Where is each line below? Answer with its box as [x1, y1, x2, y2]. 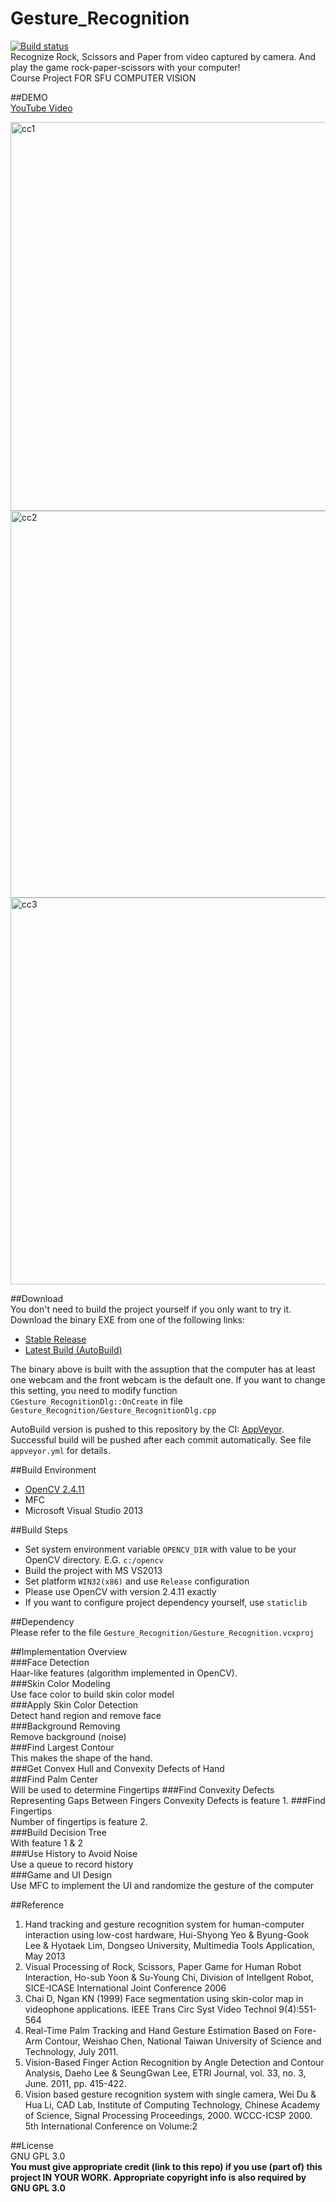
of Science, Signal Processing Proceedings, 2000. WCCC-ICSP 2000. [24, 2109, 313, 2121]
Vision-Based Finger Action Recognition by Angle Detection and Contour [24, 2056, 325, 2068]
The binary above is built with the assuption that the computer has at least [10, 1363, 316, 1375]
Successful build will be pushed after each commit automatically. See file [10, 1433, 312, 1446]
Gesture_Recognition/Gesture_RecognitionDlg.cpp [10, 1405, 217, 1416]
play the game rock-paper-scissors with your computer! [10, 61, 241, 73]
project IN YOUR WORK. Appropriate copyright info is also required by [10, 2171, 307, 2183]
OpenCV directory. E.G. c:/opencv [24, 1553, 164, 1566]
